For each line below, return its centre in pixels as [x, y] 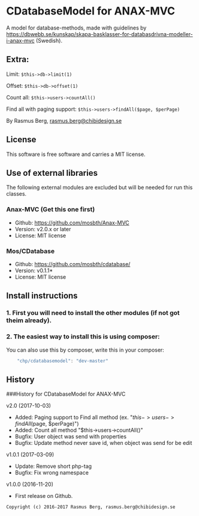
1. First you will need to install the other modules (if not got [93, 313]
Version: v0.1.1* [34, 270]
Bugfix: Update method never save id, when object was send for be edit [103, 443]
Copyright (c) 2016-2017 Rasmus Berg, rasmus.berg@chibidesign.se [91, 507]
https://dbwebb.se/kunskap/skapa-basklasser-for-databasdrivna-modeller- [99, 34]
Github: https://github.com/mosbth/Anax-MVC [72, 222]
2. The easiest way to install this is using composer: [83, 337]
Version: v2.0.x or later [43, 229]
